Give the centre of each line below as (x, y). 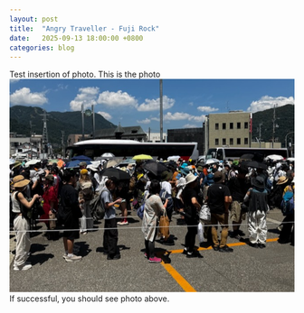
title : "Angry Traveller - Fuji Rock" (85, 28)
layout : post (34, 19)
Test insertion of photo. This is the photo (85, 74)
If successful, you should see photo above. (90, 299)
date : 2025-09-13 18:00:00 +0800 (76, 38)
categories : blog (42, 48)
